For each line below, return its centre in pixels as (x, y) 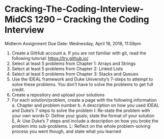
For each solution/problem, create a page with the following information (84, 100)
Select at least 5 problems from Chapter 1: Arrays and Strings (74, 63)
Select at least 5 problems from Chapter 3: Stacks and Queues (75, 74)
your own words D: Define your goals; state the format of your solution (83, 115)
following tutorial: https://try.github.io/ (50, 58)
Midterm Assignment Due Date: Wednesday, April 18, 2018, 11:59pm (73, 43)
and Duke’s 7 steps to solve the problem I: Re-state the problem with (81, 110)
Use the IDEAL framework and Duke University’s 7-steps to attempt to (82, 79)
